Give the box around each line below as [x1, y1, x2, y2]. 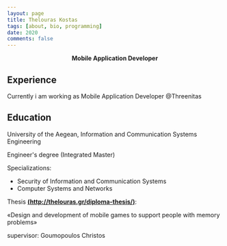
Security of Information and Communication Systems [16, 177, 167, 185]
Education [7, 112, 52, 124]
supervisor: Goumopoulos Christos [7, 231, 106, 239]
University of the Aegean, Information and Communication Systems [7, 130, 198, 138]
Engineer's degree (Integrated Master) [7, 150, 116, 159]
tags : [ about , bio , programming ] [7, 23, 103, 29]
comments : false [7, 36, 53, 42]
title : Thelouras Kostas [7, 16, 78, 23]
